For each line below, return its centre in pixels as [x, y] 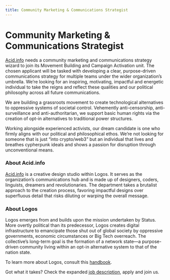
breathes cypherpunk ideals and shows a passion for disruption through [81, 144]
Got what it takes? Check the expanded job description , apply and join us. [82, 272]
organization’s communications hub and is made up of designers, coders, [82, 179]
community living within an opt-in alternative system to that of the [88, 247]
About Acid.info [25, 163]
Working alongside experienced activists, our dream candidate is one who [83, 128]
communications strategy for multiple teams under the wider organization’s [84, 76]
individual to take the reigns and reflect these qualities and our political [79, 87]
